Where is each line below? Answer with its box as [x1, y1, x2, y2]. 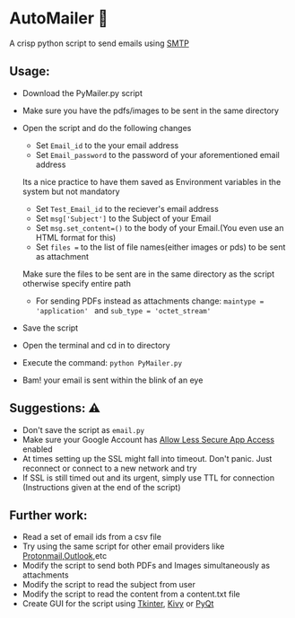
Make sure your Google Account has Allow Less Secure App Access [22, 434, 275, 445]
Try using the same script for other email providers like [22, 541, 225, 552]
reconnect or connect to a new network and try [22, 463, 197, 473]
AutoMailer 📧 [9, 8, 109, 29]
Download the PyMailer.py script [22, 87, 143, 98]
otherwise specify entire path [22, 278, 132, 288]
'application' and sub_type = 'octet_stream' [35, 305, 212, 315]
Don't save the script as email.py [22, 424, 145, 435]
